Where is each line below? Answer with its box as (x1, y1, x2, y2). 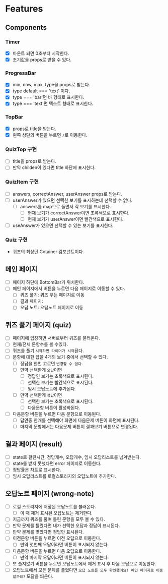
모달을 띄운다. (26, 573, 54, 579)
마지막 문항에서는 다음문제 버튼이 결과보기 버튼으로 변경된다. (20, 424, 138, 430)
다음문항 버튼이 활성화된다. (27, 404, 80, 411)
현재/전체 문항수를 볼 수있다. (12, 341, 68, 347)
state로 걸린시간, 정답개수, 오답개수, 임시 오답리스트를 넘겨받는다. (12, 454, 141, 460)
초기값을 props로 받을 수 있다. (12, 56, 72, 63)
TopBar (5, 113, 24, 121)
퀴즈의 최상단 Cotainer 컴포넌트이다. (12, 249, 85, 255)
